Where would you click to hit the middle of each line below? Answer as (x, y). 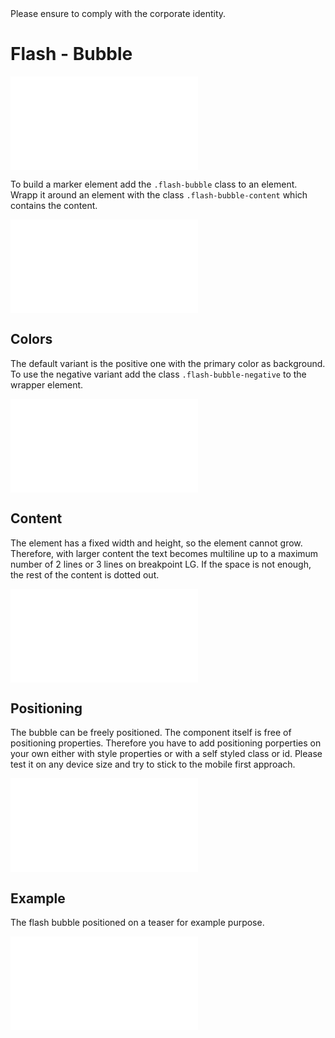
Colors (31, 339)
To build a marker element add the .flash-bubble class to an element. (154, 184)
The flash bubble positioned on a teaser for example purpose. (137, 923)
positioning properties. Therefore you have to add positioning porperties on (166, 743)
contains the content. (54, 205)
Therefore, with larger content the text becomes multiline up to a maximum (164, 553)
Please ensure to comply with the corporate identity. (118, 13)
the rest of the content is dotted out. (85, 574)
